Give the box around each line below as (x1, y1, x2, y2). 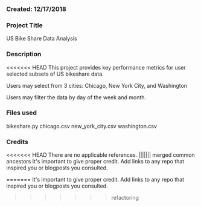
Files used (6, 108, 37, 117)
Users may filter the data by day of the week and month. (6, 93, 147, 101)
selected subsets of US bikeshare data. (6, 70, 104, 77)
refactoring (111, 194, 139, 202)
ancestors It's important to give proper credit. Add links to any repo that (6, 158, 185, 165)
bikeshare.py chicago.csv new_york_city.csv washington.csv (6, 122, 158, 130)
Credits (6, 137, 28, 146)
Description (6, 50, 42, 59)
